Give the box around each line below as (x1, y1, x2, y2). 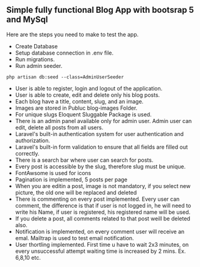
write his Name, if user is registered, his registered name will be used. (15, 208, 191, 216)
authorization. (15, 137, 51, 144)
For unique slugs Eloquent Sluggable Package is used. (15, 110, 152, 118)
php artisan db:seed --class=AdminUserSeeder (6, 73, 124, 80)
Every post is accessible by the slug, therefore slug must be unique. (15, 162, 186, 170)
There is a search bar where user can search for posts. (15, 156, 154, 164)
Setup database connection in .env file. (15, 49, 114, 56)
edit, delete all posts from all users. (15, 124, 104, 131)
